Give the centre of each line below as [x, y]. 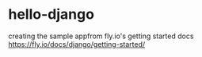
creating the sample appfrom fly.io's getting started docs [101, 36]
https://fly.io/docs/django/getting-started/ [77, 44]
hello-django [51, 14]
